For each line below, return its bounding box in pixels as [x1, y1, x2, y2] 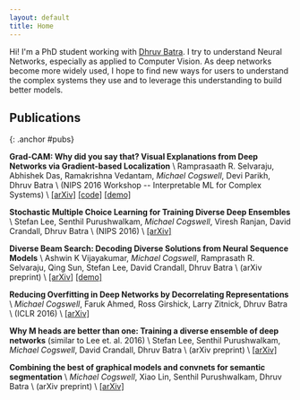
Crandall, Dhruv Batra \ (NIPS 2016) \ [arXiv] [9, 226, 172, 237]
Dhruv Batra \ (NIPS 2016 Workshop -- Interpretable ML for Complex [9, 180, 262, 191]
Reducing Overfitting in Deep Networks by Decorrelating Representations [9, 289, 289, 300]
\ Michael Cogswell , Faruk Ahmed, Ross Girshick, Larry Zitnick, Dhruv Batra [9, 299, 288, 309]
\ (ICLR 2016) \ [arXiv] [9, 309, 90, 319]
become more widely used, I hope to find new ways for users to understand [9, 65, 289, 76]
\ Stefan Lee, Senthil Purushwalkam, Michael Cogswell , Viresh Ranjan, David [9, 216, 291, 227]
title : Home [9, 22, 54, 30]
